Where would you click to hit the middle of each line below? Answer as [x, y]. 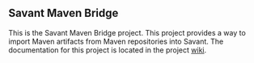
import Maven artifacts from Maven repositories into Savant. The [116, 41]
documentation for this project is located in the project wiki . [108, 50]
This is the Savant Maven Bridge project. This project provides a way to [127, 32]
